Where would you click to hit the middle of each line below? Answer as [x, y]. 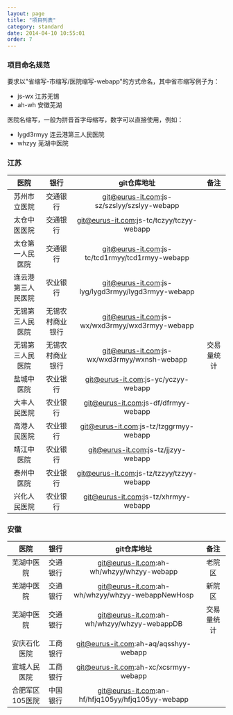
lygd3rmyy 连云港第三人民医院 [61, 135]
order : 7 [20, 40]
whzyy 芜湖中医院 [43, 143]
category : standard [35, 26]
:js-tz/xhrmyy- [166, 497]
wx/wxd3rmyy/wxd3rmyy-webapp [137, 326]
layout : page [26, 14]
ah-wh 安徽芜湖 [40, 105]
